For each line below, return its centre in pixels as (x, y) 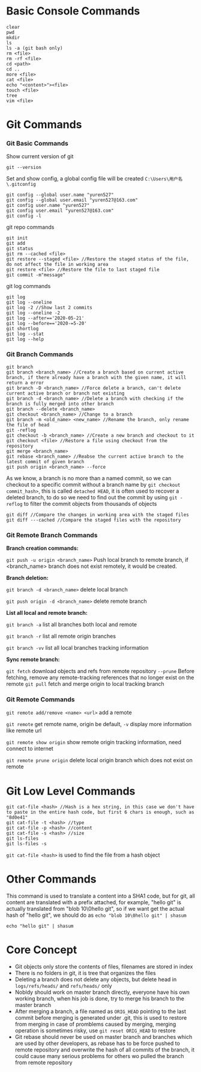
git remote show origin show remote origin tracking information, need (94, 742)
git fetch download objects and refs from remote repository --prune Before (100, 671)
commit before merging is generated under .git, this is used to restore (101, 1018)
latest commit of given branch (45, 461)
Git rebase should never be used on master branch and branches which (103, 1037)
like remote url (24, 731)
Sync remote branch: (33, 659)
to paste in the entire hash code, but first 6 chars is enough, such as (100, 812)
